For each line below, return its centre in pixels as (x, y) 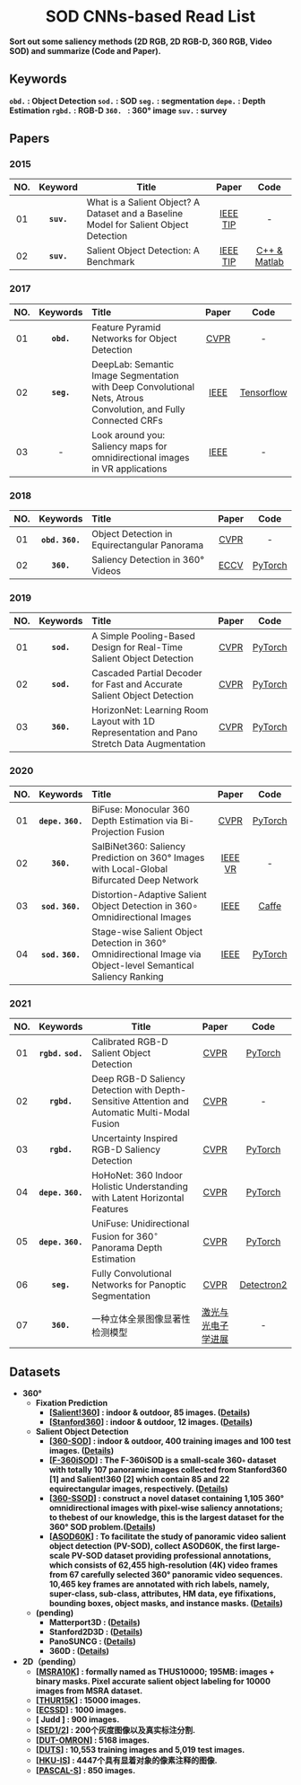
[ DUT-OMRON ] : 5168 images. (93, 1740)
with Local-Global (129, 868)
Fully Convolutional (131, 1274)
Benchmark (111, 262)
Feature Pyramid (126, 327)
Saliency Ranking (127, 976)
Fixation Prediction (72, 1403)
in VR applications (129, 469)
